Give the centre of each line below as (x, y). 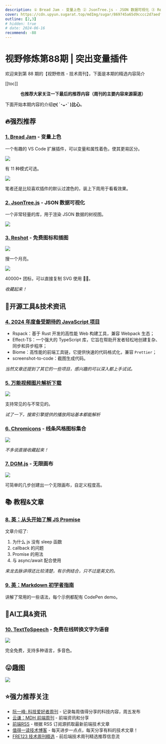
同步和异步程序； (30, 346)
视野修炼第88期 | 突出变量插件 (66, 59)
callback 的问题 (28, 548)
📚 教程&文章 (25, 502)
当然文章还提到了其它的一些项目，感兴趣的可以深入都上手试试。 (70, 369)
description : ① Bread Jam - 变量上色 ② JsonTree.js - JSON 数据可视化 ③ (80, 10)
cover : (12, 14)
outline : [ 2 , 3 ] (21, 19)
